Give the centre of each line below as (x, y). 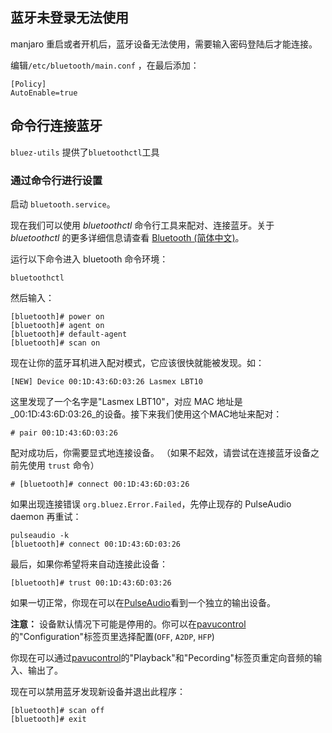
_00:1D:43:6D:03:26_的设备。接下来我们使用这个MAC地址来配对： (146, 414)
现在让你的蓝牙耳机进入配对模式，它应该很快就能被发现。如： (137, 362)
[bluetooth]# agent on (57, 325)
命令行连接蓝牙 (56, 126)
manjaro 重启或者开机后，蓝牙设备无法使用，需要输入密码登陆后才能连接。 (164, 44)
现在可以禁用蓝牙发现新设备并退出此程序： (98, 691)
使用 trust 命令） (63, 465)
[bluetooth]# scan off (57, 710)
